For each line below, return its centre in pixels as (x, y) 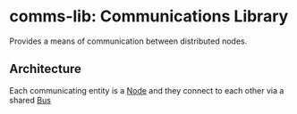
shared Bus (30, 100)
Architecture (46, 69)
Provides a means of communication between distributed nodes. (128, 41)
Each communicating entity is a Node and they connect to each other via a (147, 90)
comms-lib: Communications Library (149, 16)
